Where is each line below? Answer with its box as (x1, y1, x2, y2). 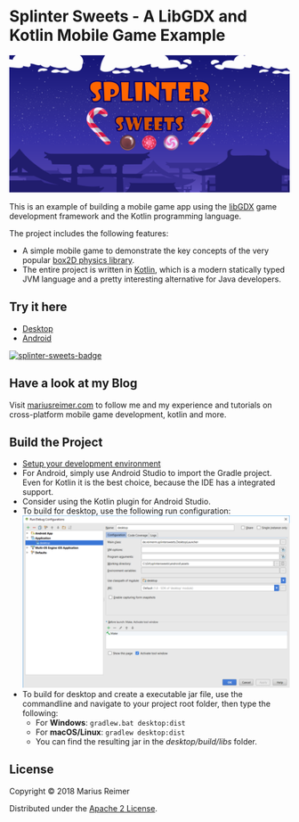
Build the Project (9, 435, 103, 450)
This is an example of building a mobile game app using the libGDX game (9, 201, 278, 212)
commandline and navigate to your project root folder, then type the (21, 698, 271, 710)
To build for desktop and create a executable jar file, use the (21, 689, 243, 700)
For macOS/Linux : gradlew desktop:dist (35, 727, 185, 737)
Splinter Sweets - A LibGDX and (9, 6, 247, 27)
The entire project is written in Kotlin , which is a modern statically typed (21, 265, 286, 275)
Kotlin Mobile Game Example (9, 25, 226, 45)
